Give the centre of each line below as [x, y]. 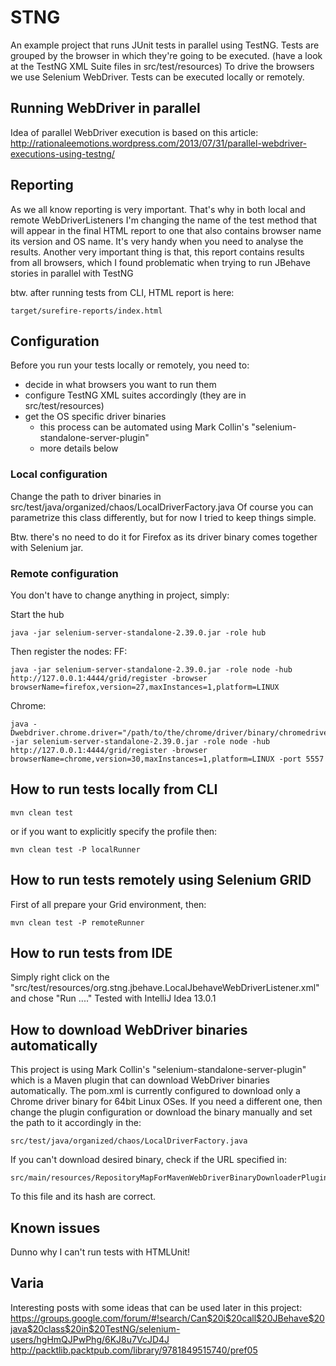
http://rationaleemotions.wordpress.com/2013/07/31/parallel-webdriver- [159, 143]
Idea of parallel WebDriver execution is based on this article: [134, 132]
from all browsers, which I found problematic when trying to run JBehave [160, 262]
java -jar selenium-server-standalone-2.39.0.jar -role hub [138, 632]
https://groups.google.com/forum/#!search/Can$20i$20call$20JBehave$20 [167, 1318]
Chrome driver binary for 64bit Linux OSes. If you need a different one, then [166, 1102]
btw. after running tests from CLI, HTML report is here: [122, 292]
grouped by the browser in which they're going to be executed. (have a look [166, 55]
